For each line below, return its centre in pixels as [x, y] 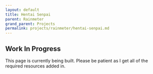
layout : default [22, 10]
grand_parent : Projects [30, 24]
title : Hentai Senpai [28, 14]
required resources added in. [35, 66]
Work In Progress [33, 49]
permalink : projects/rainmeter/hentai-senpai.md [57, 28]
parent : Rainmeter [24, 19]
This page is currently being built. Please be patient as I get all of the [76, 60]
